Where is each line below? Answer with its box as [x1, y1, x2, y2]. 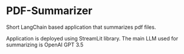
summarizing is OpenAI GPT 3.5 [6, 41, 84, 48]
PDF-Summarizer [6, 4, 93, 18]
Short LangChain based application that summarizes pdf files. [6, 23, 156, 31]
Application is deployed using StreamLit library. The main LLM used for [6, 35, 179, 42]
